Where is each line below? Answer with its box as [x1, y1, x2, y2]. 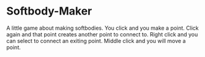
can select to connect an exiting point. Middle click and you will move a [6, 37, 186, 44]
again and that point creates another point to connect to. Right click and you [6, 30, 198, 38]
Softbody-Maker [6, 4, 92, 18]
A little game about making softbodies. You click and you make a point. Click [6, 24, 199, 32]
